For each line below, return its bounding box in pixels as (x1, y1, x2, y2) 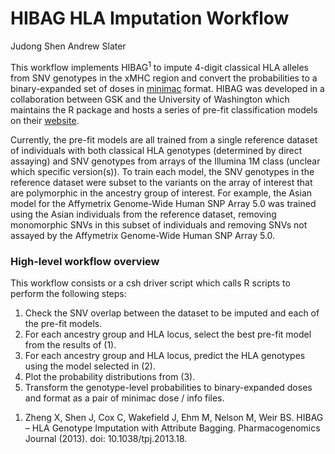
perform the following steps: (10, 287, 127, 299)
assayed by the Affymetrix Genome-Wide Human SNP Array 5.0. (10, 229, 276, 241)
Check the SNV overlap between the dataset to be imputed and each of (24, 307, 320, 319)
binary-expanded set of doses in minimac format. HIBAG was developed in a (10, 82, 325, 94)
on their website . (10, 114, 80, 126)
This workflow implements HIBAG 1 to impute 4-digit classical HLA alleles (10, 59, 309, 73)
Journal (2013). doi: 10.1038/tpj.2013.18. (24, 432, 188, 444)
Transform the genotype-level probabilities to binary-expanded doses (24, 381, 313, 393)
